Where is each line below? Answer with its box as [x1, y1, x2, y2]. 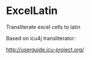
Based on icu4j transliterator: [6, 34, 76, 41]
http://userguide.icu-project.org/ [6, 46, 84, 53]
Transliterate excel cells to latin [6, 23, 81, 30]
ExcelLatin [6, 4, 58, 18]
